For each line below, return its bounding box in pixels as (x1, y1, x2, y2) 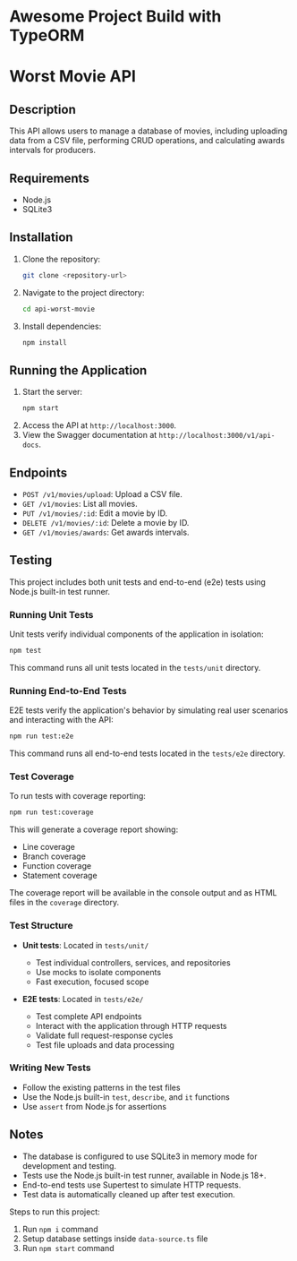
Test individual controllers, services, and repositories (35, 956, 231, 968)
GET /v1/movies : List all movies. (21, 498, 139, 509)
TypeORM (9, 25, 85, 46)
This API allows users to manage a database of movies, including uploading (9, 125, 288, 136)
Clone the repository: (21, 253, 101, 264)
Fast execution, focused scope (35, 976, 149, 987)
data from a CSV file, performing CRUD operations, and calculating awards (9, 135, 285, 146)
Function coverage (21, 861, 92, 871)
